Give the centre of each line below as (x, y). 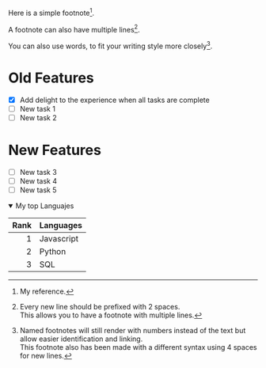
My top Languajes (45, 206)
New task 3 (38, 173)
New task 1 (37, 108)
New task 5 (38, 190)
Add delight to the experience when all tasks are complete (114, 100)
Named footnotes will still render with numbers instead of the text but (133, 331)
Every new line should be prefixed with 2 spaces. (100, 307)
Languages (61, 226)
